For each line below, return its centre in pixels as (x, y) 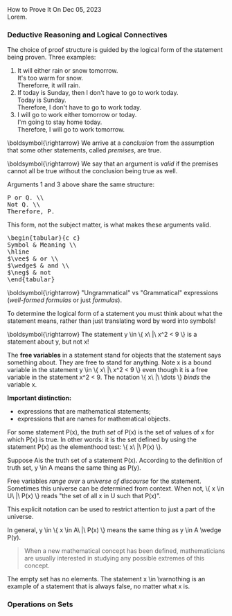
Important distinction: (39, 398)
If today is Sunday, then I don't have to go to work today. (98, 93)
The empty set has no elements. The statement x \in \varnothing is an (106, 579)
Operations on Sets (40, 604)
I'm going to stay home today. (60, 122)
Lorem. (17, 17)
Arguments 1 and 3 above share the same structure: (81, 184)
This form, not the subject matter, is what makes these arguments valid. (109, 225)
